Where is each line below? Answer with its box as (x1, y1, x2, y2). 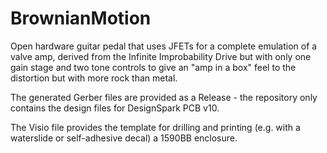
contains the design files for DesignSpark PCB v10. (10, 102, 220, 114)
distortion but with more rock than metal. (10, 72, 178, 84)
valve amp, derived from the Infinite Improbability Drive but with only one (10, 50, 312, 62)
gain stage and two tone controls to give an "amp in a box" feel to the (10, 61, 297, 73)
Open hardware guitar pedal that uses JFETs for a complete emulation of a (10, 40, 318, 52)
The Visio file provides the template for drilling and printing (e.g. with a (10, 121, 301, 133)
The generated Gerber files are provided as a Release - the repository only (10, 91, 318, 103)
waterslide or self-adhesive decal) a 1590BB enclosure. (10, 132, 238, 144)
